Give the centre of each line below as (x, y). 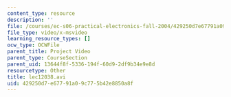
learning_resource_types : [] (49, 39)
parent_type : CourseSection (47, 58)
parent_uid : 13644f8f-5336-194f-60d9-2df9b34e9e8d (81, 64)
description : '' (30, 20)
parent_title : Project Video (49, 52)
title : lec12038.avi (37, 77)
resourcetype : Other (37, 70)
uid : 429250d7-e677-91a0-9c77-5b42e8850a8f (70, 83)
